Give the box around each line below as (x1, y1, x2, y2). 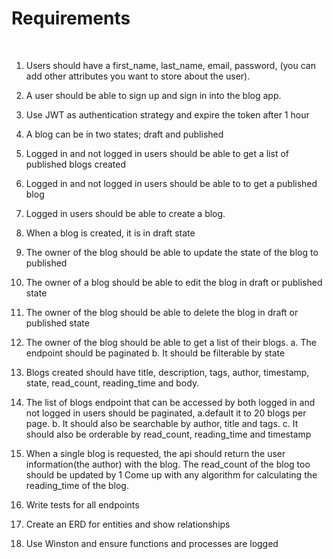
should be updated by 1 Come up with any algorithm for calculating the (25, 468, 318, 481)
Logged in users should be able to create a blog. (25, 207, 226, 219)
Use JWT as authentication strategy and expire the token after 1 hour (25, 108, 310, 121)
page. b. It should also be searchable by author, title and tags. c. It (25, 417, 299, 429)
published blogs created (25, 158, 126, 170)
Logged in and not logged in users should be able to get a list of (25, 147, 289, 159)
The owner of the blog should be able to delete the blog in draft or (25, 306, 299, 318)
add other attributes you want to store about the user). (25, 70, 251, 82)
